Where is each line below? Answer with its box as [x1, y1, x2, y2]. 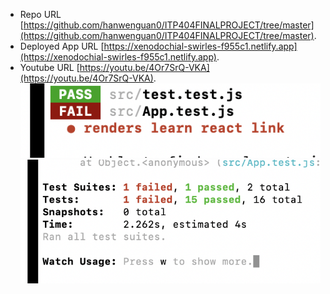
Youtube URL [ [19, 62, 80, 73]
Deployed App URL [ [19, 40, 105, 52]
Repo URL [19, 9, 62, 20]
